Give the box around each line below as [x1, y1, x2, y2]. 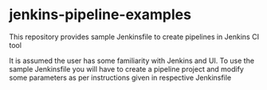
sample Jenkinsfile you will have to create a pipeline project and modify [9, 64, 244, 73]
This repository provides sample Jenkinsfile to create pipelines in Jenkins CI [9, 32, 260, 41]
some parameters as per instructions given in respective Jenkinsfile [9, 72, 232, 82]
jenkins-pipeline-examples [9, 6, 192, 24]
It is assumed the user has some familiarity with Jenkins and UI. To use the [9, 56, 254, 65]
